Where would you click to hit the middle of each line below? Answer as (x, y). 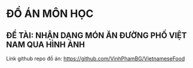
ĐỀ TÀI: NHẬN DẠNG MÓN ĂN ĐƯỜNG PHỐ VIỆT (96, 35)
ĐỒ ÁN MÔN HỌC (50, 14)
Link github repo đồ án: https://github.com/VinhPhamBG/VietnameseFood (96, 59)
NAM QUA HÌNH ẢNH (46, 44)
